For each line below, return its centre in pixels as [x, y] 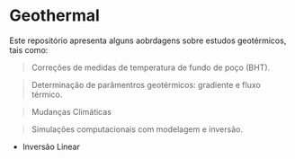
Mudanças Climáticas [72, 111]
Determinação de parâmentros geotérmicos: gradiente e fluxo [146, 84]
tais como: [29, 49]
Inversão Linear [51, 146]
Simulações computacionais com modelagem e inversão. [137, 129]
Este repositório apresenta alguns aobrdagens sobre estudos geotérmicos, [148, 40]
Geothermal [55, 16]
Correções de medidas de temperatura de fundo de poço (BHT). [151, 67]
